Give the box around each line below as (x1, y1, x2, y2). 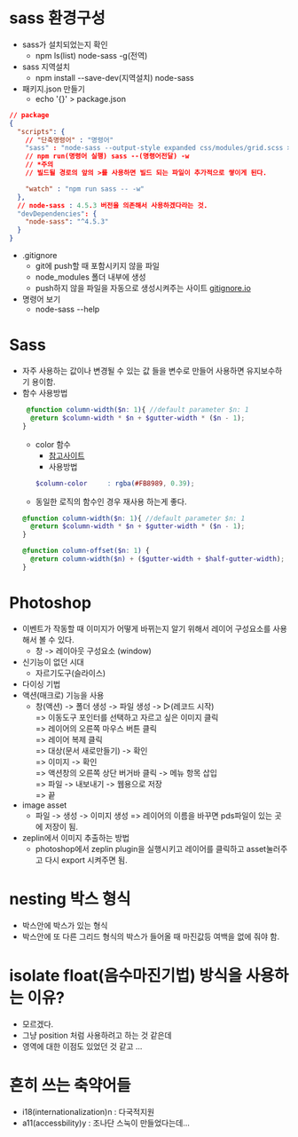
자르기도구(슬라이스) (35, 667, 106, 678)
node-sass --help (35, 304, 100, 315)
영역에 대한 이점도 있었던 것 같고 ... (21, 1040, 143, 1052)
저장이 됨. (44, 821, 78, 832)
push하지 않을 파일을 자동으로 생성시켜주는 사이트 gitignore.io (35, 283, 251, 294)
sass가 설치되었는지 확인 (21, 39, 108, 50)
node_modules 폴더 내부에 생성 (35, 272, 146, 282)
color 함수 (35, 438, 71, 449)
